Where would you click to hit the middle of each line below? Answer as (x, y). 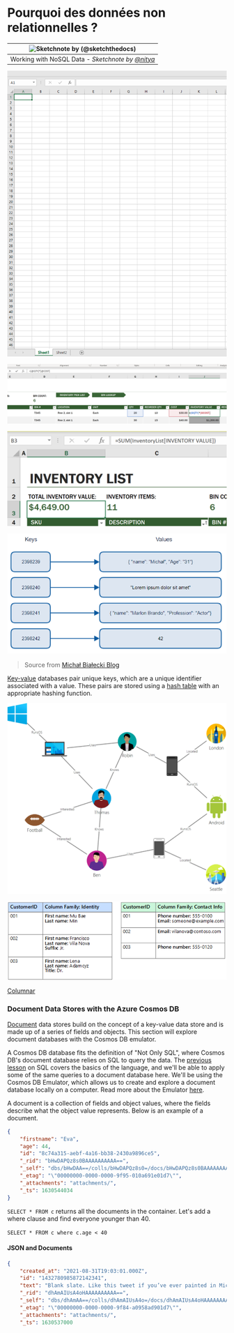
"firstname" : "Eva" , (49, 1139)
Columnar (21, 991)
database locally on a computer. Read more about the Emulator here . (106, 1090)
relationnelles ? (53, 28)
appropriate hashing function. (50, 693)
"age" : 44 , (36, 1146)
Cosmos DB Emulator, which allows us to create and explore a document (111, 1082)
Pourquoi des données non (86, 13)
